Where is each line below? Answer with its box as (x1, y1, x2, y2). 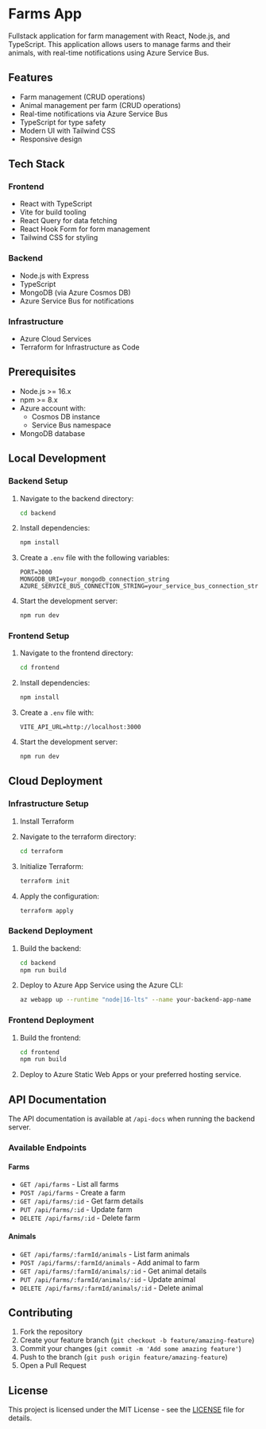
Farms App (8, 5, 82, 23)
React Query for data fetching (19, 216, 118, 226)
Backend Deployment (8, 925, 93, 937)
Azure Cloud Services (19, 334, 91, 344)
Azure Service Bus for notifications (19, 295, 134, 306)
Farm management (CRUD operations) (19, 92, 145, 102)
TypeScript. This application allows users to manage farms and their (8, 39, 231, 48)
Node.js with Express (19, 271, 90, 280)
